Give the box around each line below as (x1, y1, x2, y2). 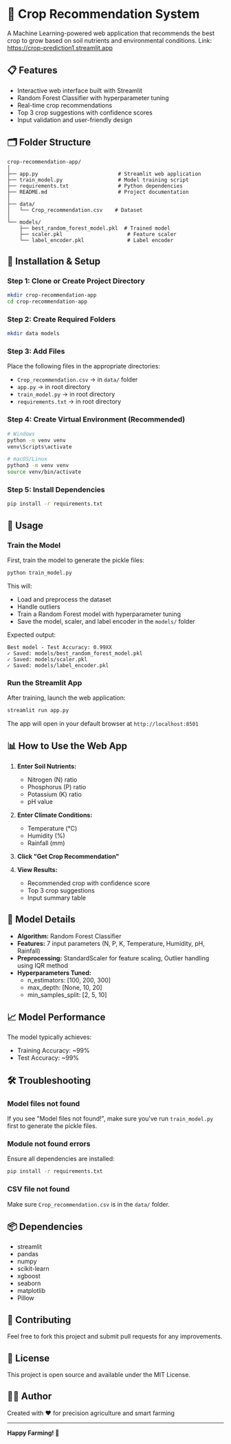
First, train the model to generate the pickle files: (7, 555, 145, 564)
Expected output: (7, 631, 56, 639)
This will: (7, 582, 32, 590)
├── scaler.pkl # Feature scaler (19, 230, 177, 237)
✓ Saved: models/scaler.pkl (7, 655, 88, 663)
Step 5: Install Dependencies (7, 484, 105, 494)
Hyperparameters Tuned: (16, 969, 91, 977)
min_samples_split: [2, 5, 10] (27, 990, 107, 999)
